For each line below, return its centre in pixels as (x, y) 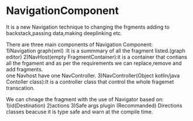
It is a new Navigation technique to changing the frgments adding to (88, 27)
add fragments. (25, 69)
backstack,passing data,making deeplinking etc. (64, 33)
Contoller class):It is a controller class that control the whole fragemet (90, 82)
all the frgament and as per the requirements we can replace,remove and (94, 63)
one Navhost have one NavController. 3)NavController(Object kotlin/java (93, 75)
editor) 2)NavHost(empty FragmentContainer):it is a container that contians (96, 57)
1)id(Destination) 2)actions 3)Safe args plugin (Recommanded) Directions (94, 105)
